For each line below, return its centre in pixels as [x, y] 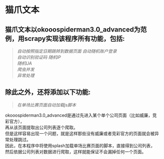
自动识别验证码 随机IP [39, 57]
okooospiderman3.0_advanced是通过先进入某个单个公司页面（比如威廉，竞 [81, 115]
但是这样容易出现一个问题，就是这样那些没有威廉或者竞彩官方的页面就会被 [80, 133]
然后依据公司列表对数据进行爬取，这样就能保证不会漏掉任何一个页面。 [76, 152]
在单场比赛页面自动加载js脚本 [47, 105]
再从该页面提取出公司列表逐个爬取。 [41, 127]
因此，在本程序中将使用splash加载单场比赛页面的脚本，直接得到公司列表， [80, 145]
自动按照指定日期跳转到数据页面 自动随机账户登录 [67, 51]
